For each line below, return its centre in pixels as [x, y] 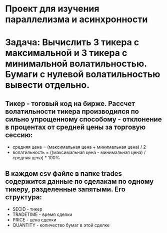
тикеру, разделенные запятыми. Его [65, 189]
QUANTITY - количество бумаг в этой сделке [61, 225]
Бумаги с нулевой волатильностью [83, 75]
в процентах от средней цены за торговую [75, 127]
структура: [24, 197]
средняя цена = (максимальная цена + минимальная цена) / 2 [79, 147]
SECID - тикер [27, 209]
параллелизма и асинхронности [76, 19]
